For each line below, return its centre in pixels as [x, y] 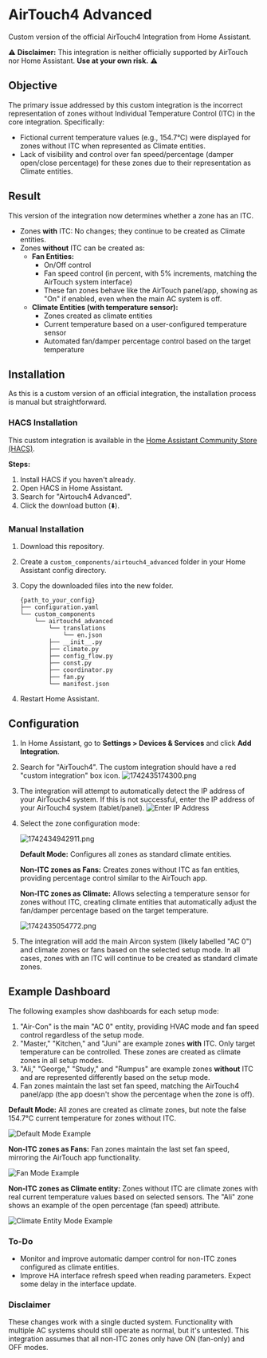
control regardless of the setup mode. [82, 1034]
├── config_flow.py [81, 656]
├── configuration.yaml [59, 607]
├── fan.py [67, 677]
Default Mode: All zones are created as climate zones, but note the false [128, 1109]
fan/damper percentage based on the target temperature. [114, 910]
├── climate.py [74, 649]
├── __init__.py [76, 642]
